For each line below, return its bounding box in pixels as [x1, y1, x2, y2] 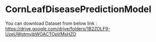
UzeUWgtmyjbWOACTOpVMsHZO [5, 31, 76, 37]
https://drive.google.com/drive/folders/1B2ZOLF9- [5, 25, 110, 31]
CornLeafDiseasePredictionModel [5, 4, 152, 15]
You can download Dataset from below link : [5, 20, 97, 26]
